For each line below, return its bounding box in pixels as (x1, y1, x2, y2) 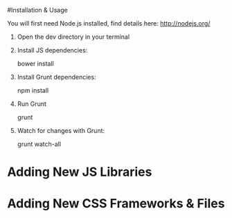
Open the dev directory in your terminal (17, 33, 130, 41)
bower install (17, 60, 54, 68)
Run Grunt (17, 100, 47, 108)
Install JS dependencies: (17, 46, 88, 54)
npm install (17, 87, 49, 94)
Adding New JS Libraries (7, 164, 152, 180)
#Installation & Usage (7, 6, 68, 14)
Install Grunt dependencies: (17, 73, 96, 81)
